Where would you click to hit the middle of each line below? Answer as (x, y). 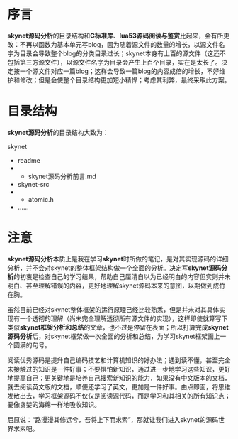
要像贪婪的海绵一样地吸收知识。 (54, 404)
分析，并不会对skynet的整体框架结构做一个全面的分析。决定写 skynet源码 (114, 268)
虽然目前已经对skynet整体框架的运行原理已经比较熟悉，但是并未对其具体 (113, 309)
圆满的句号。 (32, 345)
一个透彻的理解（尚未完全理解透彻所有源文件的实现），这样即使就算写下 (124, 318)
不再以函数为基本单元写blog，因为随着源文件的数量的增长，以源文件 (119, 44)
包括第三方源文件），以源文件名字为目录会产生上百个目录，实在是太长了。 (114, 62)
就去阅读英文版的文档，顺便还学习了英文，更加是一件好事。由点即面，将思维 (119, 386)
